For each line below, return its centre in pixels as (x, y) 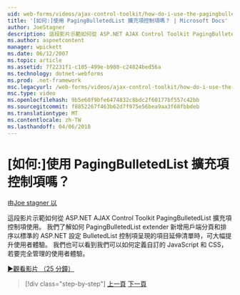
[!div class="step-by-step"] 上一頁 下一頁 (86, 284)
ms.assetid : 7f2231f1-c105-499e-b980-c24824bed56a (84, 67)
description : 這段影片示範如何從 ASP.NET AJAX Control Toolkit (99, 34)
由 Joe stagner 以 (32, 203)
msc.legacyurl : (30, 87)
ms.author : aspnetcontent (46, 41)
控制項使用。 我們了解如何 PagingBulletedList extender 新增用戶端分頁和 (114, 227)
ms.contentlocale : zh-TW (44, 120)
